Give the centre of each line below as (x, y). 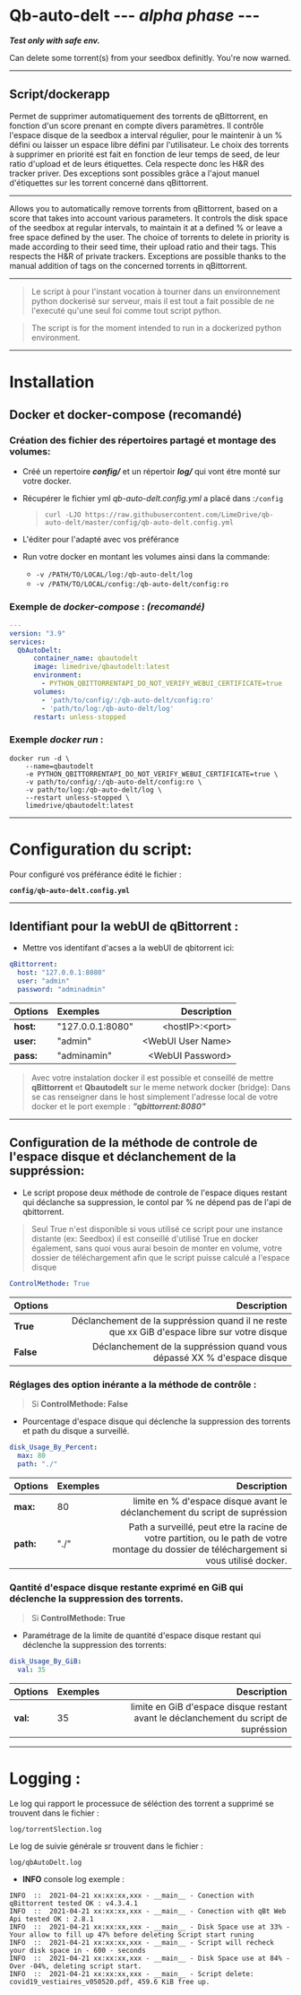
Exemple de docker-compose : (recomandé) (107, 606)
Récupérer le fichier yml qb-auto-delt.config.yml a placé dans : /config (153, 498)
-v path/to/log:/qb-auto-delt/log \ (94, 790)
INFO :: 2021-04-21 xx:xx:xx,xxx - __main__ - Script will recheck (142, 1942)
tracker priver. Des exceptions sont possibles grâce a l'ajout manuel (134, 173)
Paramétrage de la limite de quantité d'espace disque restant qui (142, 1635)
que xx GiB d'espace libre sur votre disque (198, 1331)
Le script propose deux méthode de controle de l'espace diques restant (155, 1193)
